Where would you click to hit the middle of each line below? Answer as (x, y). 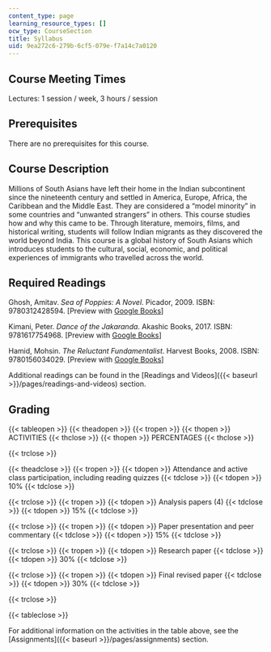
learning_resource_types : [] (57, 24)
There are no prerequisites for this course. (79, 144)
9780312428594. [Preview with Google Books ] (86, 311)
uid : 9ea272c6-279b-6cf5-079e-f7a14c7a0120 (83, 46)
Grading (29, 409)
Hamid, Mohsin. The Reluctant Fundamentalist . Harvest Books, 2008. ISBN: (134, 351)
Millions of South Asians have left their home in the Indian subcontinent (127, 188)
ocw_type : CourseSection (50, 31)
